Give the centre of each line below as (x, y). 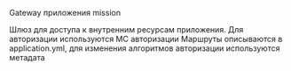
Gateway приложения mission (65, 13)
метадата (28, 57)
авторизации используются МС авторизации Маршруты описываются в (146, 39)
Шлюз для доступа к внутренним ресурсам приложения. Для (126, 29)
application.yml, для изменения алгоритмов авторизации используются (145, 48)
